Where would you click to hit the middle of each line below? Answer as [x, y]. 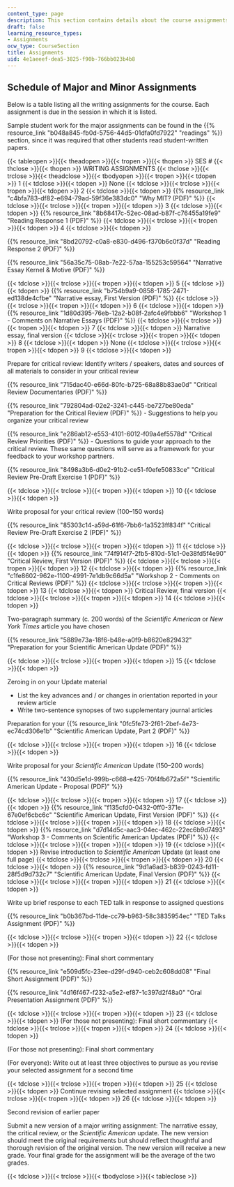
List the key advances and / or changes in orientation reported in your [117, 695]
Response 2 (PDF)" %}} [41, 249]
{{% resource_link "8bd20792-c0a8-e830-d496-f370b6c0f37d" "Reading [114, 241]
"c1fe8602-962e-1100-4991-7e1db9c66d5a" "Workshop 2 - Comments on [114, 575]
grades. [18, 1163]
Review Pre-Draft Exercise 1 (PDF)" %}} [64, 477]
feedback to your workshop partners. [61, 456]
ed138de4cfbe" [30, 298]
